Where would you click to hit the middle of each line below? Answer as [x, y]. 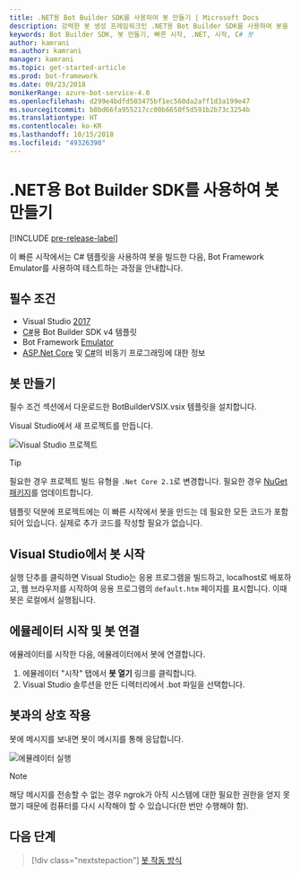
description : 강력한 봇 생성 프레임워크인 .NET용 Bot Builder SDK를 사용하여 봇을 [149, 26]
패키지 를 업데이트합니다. [51, 493]
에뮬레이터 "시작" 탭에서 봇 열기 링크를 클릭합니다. [109, 673]
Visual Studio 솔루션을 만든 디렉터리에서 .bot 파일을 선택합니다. [133, 684]
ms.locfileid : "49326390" [57, 143]
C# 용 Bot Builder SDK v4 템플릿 [79, 331]
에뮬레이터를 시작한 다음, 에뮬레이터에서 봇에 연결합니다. [107, 654]
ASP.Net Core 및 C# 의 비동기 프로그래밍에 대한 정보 [114, 352]
